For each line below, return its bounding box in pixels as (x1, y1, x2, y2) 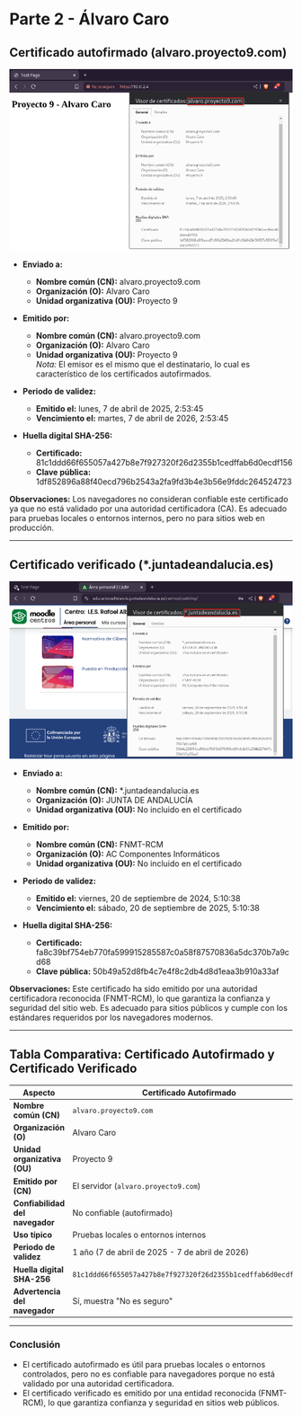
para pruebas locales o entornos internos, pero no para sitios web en (9, 513, 265, 524)
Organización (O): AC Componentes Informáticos (35, 849, 220, 860)
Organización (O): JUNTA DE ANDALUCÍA (35, 795, 193, 806)
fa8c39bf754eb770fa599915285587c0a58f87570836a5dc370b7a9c (35, 947, 290, 958)
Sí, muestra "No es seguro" (72, 1295, 173, 1306)
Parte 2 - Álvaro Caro (9, 9, 170, 30)
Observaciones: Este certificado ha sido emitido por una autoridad (9, 984, 258, 995)
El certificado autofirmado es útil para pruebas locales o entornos (22, 1359, 266, 1369)
